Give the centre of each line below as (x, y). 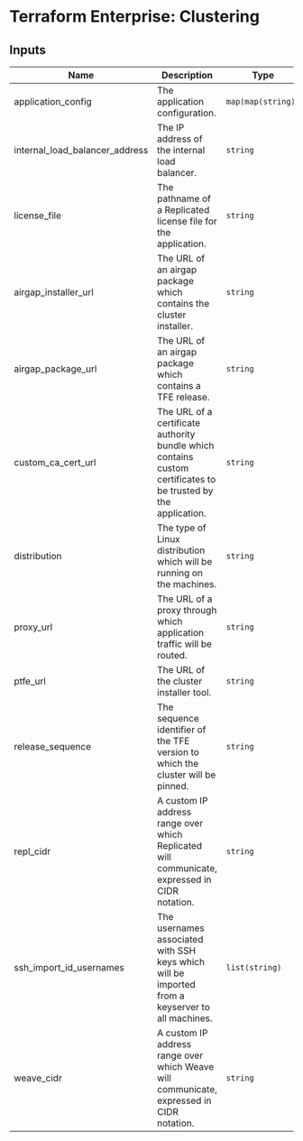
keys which (181, 962)
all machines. (185, 1018)
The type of (182, 528)
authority (176, 434)
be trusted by (185, 491)
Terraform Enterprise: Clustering (134, 17)
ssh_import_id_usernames (69, 967)
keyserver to (184, 1007)
